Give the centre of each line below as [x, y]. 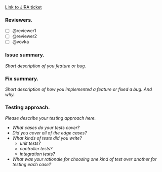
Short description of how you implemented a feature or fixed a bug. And [79, 89]
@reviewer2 [24, 36]
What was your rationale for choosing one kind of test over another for [84, 159]
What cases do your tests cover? [46, 128]
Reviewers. [19, 20]
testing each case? [32, 165]
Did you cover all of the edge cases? [50, 133]
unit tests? [30, 143]
